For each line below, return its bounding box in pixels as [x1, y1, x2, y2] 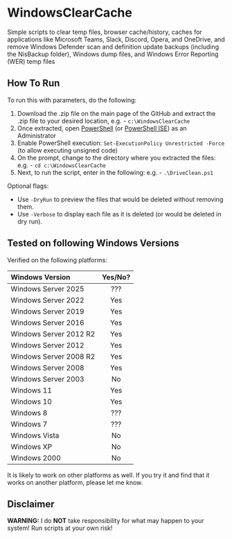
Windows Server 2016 [10, 318, 84, 327]
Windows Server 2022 [10, 295, 84, 305]
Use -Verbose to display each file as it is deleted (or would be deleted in [17, 209, 222, 218]
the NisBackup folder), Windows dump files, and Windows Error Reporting [7, 50, 219, 58]
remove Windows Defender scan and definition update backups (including [7, 42, 220, 51]
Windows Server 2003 [10, 374, 84, 384]
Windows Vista [10, 430, 60, 440]
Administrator [17, 131, 57, 139]
